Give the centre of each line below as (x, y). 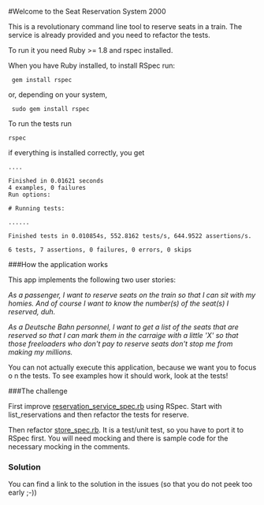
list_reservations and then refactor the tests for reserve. (99, 414)
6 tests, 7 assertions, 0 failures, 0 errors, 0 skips (100, 250)
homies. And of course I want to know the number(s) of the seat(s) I (119, 303)
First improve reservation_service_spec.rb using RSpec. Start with (115, 406)
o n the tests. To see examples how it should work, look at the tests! (118, 376)
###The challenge (38, 391)
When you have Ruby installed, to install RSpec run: (92, 65)
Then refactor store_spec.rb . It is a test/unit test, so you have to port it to (126, 430)
